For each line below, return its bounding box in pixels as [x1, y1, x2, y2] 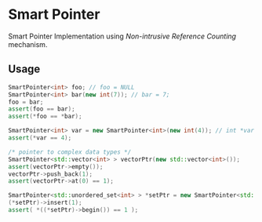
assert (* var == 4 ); [8, 134, 72, 142]
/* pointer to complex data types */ [8, 147, 132, 156]
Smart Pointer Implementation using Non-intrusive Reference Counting [8, 31, 237, 41]
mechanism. [8, 39, 48, 49]
